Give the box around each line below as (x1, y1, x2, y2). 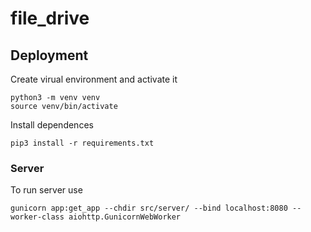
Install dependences (10, 119, 94, 131)
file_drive (10, 7, 90, 30)
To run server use (10, 184, 83, 196)
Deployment (10, 47, 89, 64)
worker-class (10, 212, 65, 222)
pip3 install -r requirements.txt (10, 138, 155, 148)
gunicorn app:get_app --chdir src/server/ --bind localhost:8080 (10, 203, 288, 214)
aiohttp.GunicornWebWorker (68, 212, 182, 222)
